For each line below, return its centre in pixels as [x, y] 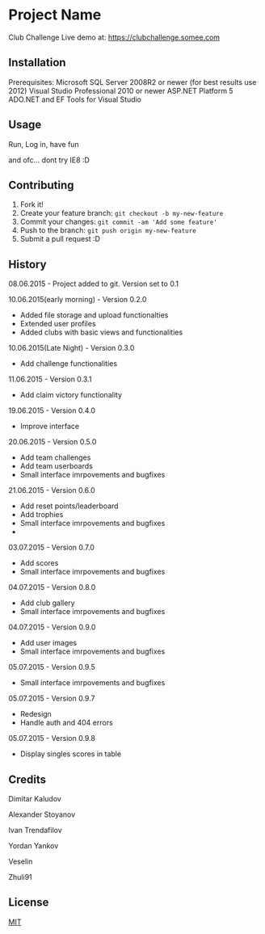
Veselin [21, 861]
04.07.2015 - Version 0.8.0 [52, 587]
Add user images [48, 643]
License [29, 902]
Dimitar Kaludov [35, 799]
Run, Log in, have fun [44, 144]
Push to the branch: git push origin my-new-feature [108, 230]
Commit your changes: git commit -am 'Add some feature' [119, 222]
